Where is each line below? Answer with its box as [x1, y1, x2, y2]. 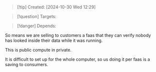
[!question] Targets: [17, 14, 57, 19]
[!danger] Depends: [17, 23, 56, 29]
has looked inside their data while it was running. [5, 37, 103, 43]
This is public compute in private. [5, 47, 72, 53]
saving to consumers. [5, 62, 49, 67]
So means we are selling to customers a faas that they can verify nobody [5, 33, 151, 38]
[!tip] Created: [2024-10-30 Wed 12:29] [17, 4, 96, 10]
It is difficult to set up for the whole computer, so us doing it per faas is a [5, 56, 150, 62]
